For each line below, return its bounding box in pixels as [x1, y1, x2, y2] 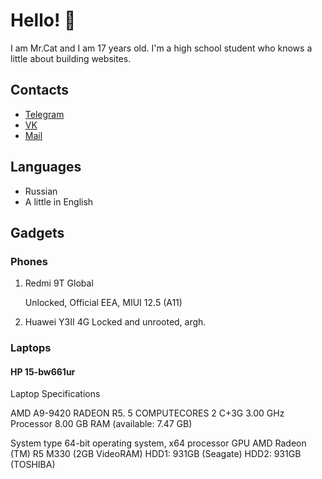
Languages [10, 159, 82, 176]
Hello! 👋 [10, 9, 77, 32]
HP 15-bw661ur [10, 365, 76, 378]
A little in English [24, 195, 94, 208]
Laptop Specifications [10, 388, 101, 400]
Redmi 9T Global [24, 277, 94, 289]
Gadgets [10, 224, 65, 241]
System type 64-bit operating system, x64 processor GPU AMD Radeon [10, 437, 307, 449]
